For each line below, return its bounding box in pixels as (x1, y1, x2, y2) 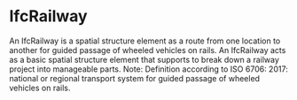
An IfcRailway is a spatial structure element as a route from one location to (9, 35, 281, 46)
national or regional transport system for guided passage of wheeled (9, 73, 260, 83)
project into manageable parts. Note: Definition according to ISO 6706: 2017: (9, 64, 288, 74)
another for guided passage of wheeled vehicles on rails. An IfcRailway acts (9, 44, 286, 55)
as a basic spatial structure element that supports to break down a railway (9, 54, 279, 65)
